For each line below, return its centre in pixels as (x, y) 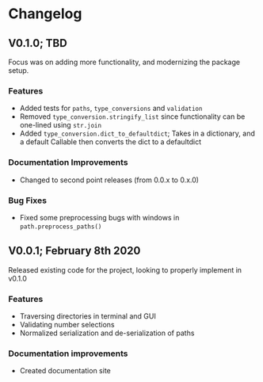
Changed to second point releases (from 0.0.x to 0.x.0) (109, 180)
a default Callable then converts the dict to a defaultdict (111, 142)
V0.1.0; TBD (38, 43)
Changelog (45, 14)
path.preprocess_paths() (61, 227)
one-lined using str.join (60, 125)
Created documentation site (65, 371)
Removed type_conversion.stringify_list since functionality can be (132, 117)
